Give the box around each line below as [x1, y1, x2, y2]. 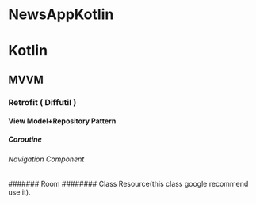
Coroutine [8, 134, 42, 144]
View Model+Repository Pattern [8, 116, 117, 126]
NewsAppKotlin [8, 6, 114, 24]
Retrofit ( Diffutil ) [8, 96, 77, 108]
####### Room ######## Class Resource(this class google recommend [8, 179, 249, 188]
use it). [8, 187, 31, 197]
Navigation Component [8, 154, 85, 164]
